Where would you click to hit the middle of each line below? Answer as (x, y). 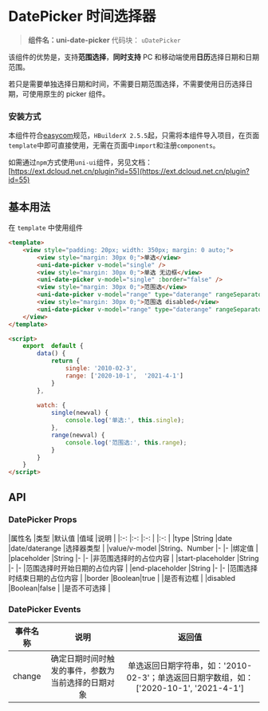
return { (65, 361)
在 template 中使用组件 (46, 227)
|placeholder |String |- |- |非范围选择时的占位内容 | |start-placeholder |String (134, 558)
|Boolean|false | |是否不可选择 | (59, 588)
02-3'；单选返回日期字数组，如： (190, 677)
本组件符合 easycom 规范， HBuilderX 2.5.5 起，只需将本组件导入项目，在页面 (134, 136)
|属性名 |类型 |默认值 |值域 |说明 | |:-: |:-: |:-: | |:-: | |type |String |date (120, 538)
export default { (53, 346)
